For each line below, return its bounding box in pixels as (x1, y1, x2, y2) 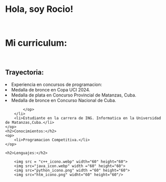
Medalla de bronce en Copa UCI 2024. (11, 87, 90, 92)
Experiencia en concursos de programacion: (11, 81, 102, 88)
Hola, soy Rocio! (5, 3, 74, 15)
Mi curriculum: (5, 37, 67, 49)
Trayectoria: (5, 68, 44, 77)
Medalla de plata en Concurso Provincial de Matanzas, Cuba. (11, 92, 137, 98)
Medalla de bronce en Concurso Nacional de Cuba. (11, 97, 116, 103)
